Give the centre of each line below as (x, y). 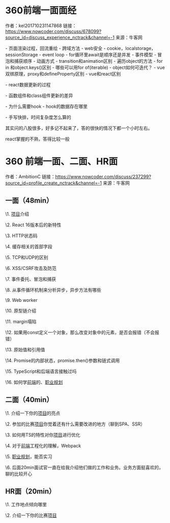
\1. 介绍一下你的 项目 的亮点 (33, 413)
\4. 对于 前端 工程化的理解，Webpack (43, 445)
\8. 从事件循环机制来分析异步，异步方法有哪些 (53, 290)
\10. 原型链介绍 (21, 311)
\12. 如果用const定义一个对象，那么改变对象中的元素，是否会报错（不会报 (82, 332)
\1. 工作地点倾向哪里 (26, 505)
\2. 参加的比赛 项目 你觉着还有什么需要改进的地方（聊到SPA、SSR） (75, 424)
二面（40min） (29, 400)
